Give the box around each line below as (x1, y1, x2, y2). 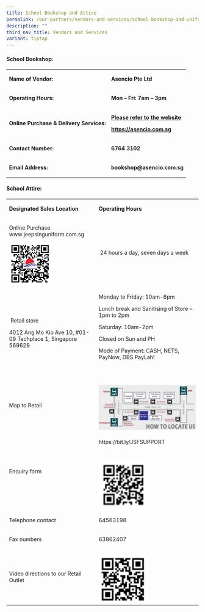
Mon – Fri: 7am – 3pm (110, 95, 167, 102)
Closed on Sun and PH (98, 335, 156, 342)
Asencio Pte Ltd (110, 75, 153, 82)
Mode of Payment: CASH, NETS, (98, 347, 180, 354)
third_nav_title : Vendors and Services (6, 29, 108, 35)
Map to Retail (9, 402, 42, 409)
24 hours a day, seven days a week (99, 249, 189, 257)
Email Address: (9, 164, 48, 171)
